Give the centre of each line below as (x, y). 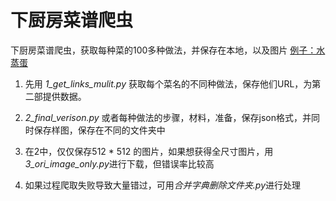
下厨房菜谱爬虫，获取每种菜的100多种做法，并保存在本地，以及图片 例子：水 (168, 50)
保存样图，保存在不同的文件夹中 (99, 130)
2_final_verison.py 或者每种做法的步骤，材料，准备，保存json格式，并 (168, 117)
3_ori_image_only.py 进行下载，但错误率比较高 (119, 163)
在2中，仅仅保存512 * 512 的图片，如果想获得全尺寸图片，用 (149, 151)
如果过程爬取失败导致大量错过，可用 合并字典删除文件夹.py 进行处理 (162, 185)
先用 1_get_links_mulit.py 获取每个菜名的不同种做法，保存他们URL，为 (168, 83)
